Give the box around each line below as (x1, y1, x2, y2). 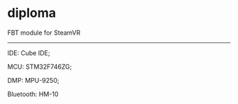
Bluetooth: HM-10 (7, 90, 59, 98)
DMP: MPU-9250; (7, 76, 59, 84)
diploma (7, 5, 57, 21)
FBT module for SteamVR (7, 28, 81, 37)
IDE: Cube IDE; (7, 48, 50, 57)
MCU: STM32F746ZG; (7, 62, 72, 71)
